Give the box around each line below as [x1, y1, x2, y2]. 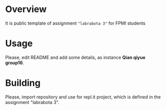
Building [5, 77, 41, 89]
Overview [5, 4, 47, 15]
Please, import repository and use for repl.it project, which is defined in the [5, 94, 161, 100]
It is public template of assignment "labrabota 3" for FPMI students [5, 20, 146, 26]
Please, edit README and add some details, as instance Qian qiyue [5, 54, 146, 60]
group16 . [5, 59, 24, 66]
